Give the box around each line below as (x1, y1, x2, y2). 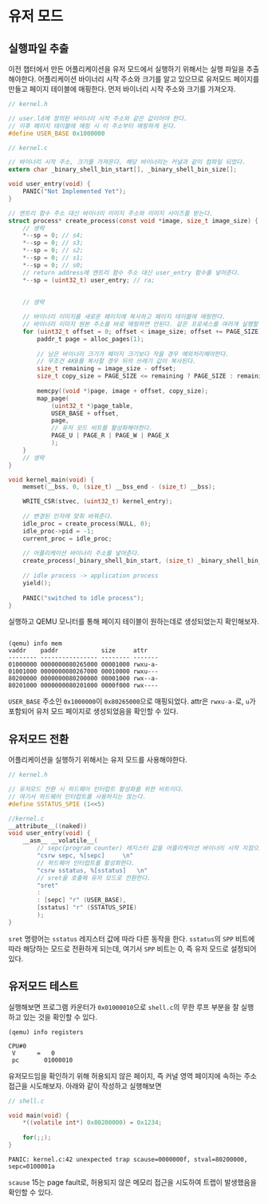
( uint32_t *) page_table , (50, 402, 134, 410)
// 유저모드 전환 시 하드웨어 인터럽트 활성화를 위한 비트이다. (8, 786, 185, 794)
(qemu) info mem (8, 640, 62, 648)
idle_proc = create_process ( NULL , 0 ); (22, 520, 152, 528)
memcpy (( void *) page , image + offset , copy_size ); (37, 386, 209, 395)
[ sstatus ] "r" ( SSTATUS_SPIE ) (37, 904, 137, 912)
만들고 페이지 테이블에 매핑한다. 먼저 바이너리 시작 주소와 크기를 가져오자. (8, 85, 236, 93)
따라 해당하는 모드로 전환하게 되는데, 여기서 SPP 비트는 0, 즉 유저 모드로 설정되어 (8, 944, 257, 953)
